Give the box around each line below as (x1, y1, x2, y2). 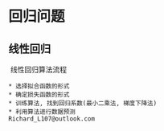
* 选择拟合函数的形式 (8, 82, 70, 90)
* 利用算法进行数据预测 (8, 108, 76, 116)
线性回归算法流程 (10, 65, 67, 74)
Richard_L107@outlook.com (8, 115, 95, 123)
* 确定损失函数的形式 (8, 91, 70, 99)
